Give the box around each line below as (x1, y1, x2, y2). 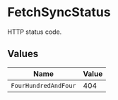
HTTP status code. (7, 27, 62, 36)
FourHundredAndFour (11, 82, 76, 89)
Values (7, 48, 39, 60)
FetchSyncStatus (7, 4, 111, 20)
